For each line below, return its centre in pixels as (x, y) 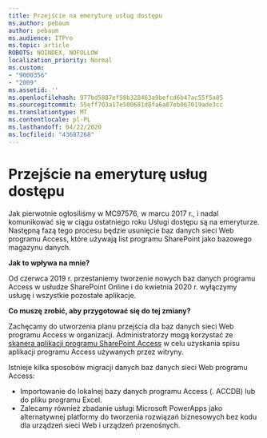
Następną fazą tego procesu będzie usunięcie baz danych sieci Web (121, 230)
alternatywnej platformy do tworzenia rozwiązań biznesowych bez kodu (138, 416)
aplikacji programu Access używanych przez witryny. (96, 352)
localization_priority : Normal (60, 61)
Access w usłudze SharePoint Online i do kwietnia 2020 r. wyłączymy (123, 287)
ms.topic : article (39, 46)
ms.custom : (26, 68)
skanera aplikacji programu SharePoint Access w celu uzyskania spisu (124, 343)
